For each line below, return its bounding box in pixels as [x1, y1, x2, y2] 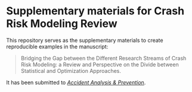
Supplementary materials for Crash [6, 4, 185, 18]
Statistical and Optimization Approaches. [20, 67, 121, 74]
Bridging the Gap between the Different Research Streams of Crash [20, 54, 187, 62]
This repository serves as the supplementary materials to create [6, 36, 163, 44]
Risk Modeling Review [6, 17, 117, 30]
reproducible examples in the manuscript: [6, 43, 109, 50]
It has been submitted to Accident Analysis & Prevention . [6, 79, 146, 86]
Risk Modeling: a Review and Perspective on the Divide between [20, 61, 179, 68]
